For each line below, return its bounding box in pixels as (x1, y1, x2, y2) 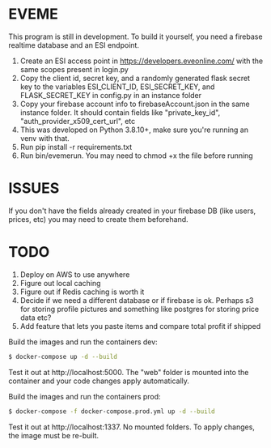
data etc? (19, 313, 52, 322)
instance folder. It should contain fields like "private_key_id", (19, 107, 221, 117)
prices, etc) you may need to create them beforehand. (8, 214, 188, 224)
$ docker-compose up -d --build (8, 352, 117, 361)
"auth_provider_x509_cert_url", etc (19, 116, 136, 126)
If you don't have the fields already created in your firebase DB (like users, (8, 206, 256, 215)
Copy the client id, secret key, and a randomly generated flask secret (19, 73, 251, 83)
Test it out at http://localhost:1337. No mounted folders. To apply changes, (8, 422, 255, 432)
